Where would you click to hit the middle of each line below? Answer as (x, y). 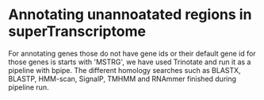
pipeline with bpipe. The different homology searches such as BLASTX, (124, 70)
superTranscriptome (77, 31)
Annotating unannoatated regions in (130, 15)
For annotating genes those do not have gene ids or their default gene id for (132, 53)
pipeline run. (29, 87)
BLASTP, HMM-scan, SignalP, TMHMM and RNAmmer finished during (122, 79)
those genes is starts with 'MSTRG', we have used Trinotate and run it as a (130, 62)
